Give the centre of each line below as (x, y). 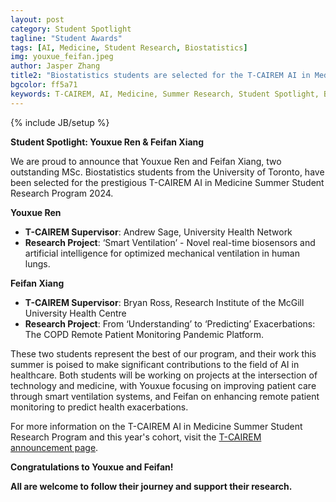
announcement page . (54, 447)
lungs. (37, 263)
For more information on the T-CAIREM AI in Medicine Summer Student (156, 426)
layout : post (37, 19)
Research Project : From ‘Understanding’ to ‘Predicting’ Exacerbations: (170, 323)
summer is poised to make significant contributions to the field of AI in (155, 364)
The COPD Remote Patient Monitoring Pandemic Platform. (144, 334)
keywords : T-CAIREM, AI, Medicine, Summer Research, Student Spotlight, (165, 94)
